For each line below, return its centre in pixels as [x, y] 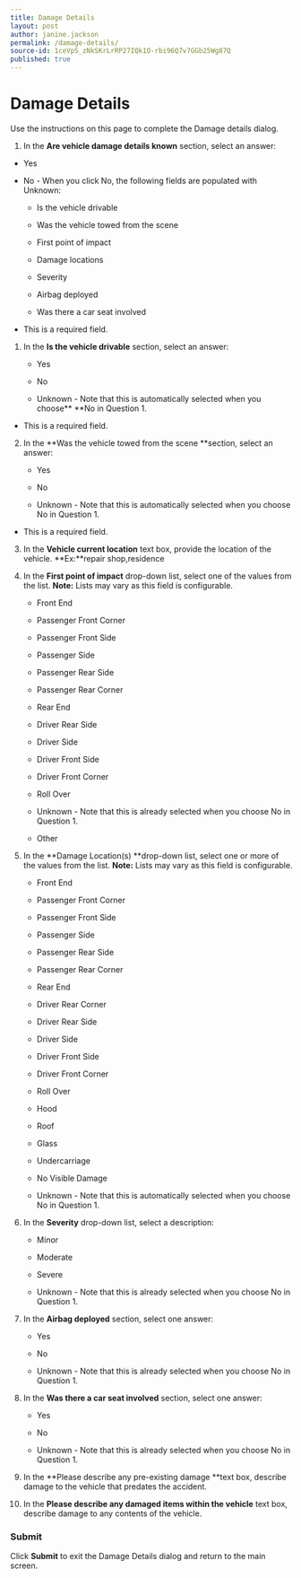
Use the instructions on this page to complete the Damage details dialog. [144, 128]
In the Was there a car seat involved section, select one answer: [142, 1398]
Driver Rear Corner [71, 1004]
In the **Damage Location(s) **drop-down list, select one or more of [151, 855]
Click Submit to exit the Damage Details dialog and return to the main [138, 1556]
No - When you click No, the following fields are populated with [140, 180]
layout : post [34, 26]
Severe [50, 1274]
